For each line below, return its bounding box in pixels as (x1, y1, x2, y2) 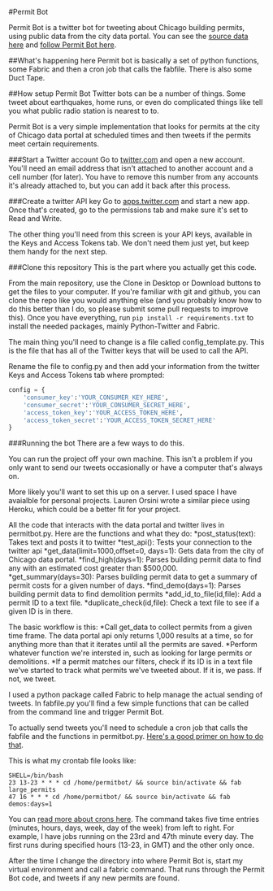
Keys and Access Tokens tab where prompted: (8, 370, 165, 380)
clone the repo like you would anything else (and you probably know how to (8, 296, 262, 305)
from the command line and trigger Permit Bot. (8, 707, 164, 717)
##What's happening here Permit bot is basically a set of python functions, (8, 56, 260, 65)
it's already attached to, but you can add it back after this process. (8, 180, 231, 190)
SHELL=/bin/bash (8, 771, 63, 780)
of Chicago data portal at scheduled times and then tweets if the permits (8, 130, 252, 140)
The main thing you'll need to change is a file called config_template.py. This (8, 337, 265, 346)
